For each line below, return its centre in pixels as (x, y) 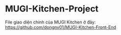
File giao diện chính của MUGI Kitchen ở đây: (50, 22)
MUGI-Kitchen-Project (52, 9)
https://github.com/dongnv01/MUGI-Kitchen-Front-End (61, 27)
